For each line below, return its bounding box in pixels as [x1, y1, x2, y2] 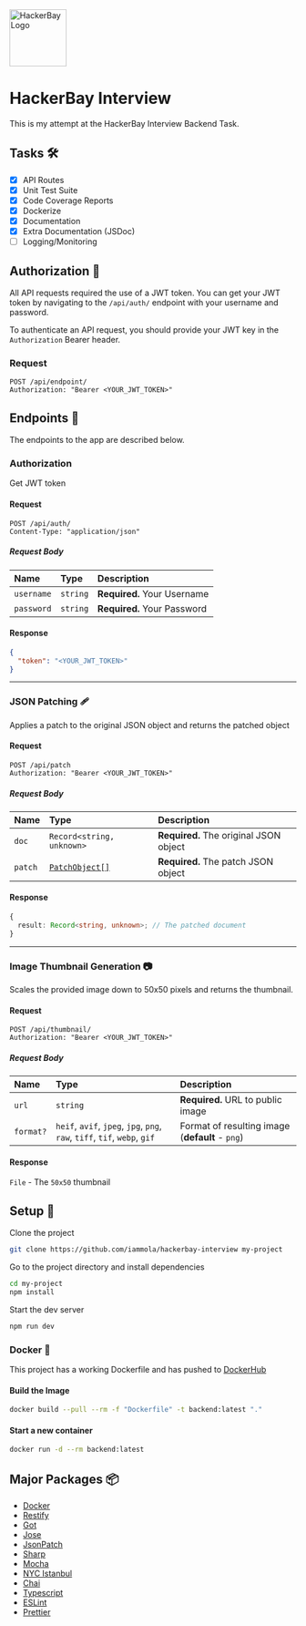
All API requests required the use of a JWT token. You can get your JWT [9, 287, 280, 298]
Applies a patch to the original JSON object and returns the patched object [9, 719, 290, 730]
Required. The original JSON [158, 828, 281, 841]
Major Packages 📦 [9, 1471, 119, 1487]
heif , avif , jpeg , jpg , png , [56, 1120, 162, 1133]
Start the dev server [9, 1303, 85, 1315]
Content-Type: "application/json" [9, 527, 141, 536]
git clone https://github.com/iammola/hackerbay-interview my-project [9, 1245, 283, 1254]
